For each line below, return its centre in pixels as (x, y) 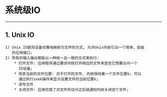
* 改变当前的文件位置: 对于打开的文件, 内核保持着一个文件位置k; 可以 (78, 74)
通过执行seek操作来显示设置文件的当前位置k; (58, 79)
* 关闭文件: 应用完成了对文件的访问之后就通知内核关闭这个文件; (72, 90)
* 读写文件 (24, 84)
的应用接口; (22, 53)
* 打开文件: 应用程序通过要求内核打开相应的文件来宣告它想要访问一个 (76, 63)
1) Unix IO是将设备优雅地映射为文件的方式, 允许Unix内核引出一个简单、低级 (75, 47)
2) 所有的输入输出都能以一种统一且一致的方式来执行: (52, 58)
